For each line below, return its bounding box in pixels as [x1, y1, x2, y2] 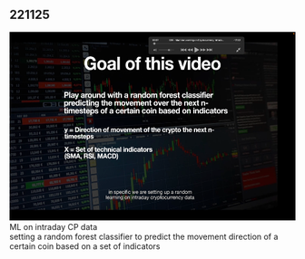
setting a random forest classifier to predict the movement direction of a [9, 231, 279, 242]
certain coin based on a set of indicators [9, 240, 161, 252]
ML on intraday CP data [9, 221, 98, 232]
